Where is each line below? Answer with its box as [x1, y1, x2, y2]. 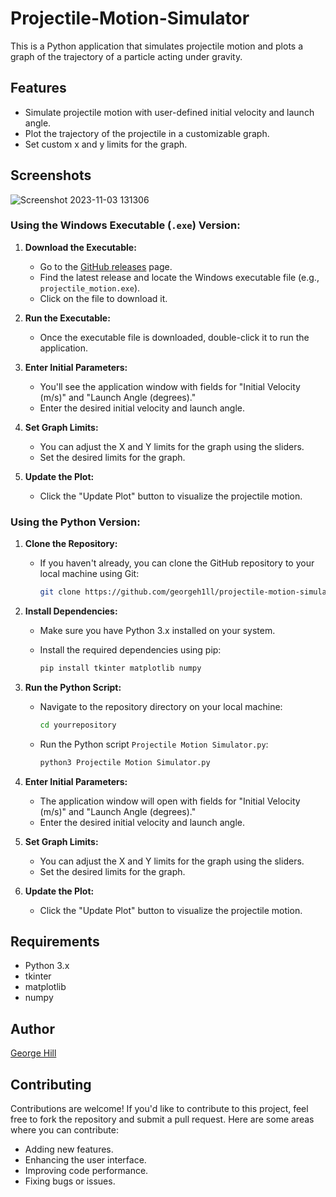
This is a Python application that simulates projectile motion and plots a [10, 40, 304, 52]
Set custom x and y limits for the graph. [24, 138, 188, 150]
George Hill [10, 1047, 57, 1059]
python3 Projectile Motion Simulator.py [39, 757, 211, 767]
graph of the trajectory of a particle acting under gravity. [10, 50, 243, 62]
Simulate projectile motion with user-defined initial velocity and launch [24, 106, 315, 118]
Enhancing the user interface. [24, 1154, 147, 1166]
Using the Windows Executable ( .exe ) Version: [10, 218, 241, 232]
